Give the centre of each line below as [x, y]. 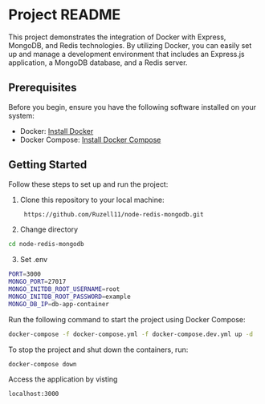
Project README [65, 15]
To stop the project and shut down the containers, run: [98, 349]
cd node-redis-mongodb [46, 244]
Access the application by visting [63, 379]
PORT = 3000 [25, 274]
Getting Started [48, 165]
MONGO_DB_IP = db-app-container [59, 304]
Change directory [49, 229]
